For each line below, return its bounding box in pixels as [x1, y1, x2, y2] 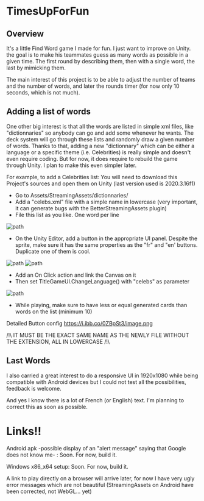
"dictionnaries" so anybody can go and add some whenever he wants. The [6, 129, 194, 137]
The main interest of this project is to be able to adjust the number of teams [6, 76, 196, 83]
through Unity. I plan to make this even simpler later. [6, 162, 137, 169]
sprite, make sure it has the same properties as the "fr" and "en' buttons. [15, 241, 198, 248]
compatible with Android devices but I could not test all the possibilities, [6, 378, 187, 385]
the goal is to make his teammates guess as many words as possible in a [6, 51, 189, 59]
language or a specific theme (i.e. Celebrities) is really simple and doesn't [6, 148, 191, 156]
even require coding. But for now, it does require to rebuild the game [6, 155, 178, 162]
